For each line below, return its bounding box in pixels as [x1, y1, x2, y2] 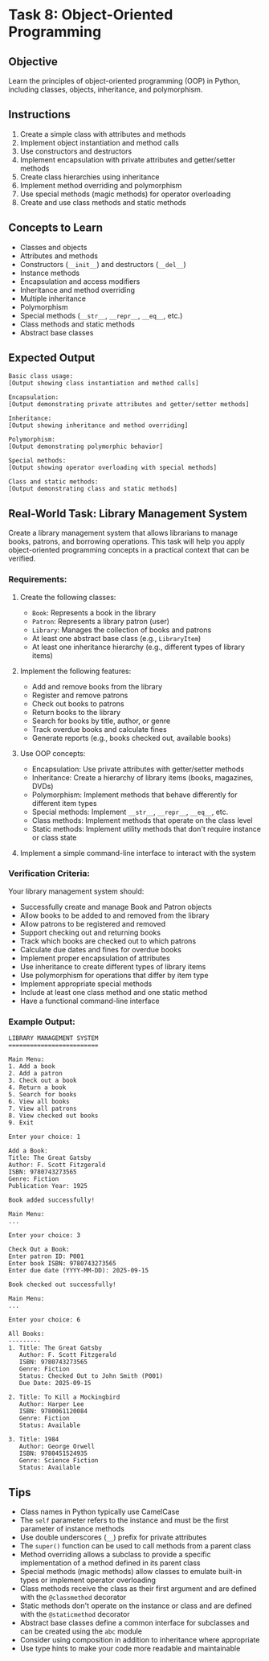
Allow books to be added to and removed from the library [19, 911, 210, 920]
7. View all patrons [8, 1104, 78, 1113]
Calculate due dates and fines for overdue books [19, 944, 182, 954]
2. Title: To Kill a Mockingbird [8, 1393, 120, 1401]
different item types [31, 798, 98, 808]
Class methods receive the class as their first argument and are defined [19, 1583, 257, 1593]
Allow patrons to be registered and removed [19, 919, 166, 928]
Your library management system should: [8, 886, 145, 896]
